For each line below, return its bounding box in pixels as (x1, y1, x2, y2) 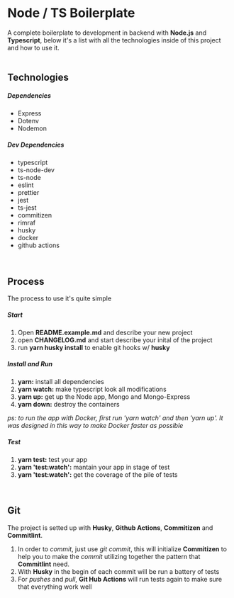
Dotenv (17, 117, 39, 125)
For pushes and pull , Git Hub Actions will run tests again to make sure (17, 575, 223, 583)
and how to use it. (7, 43, 60, 52)
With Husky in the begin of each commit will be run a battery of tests (17, 567, 220, 575)
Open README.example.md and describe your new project (17, 328, 193, 337)
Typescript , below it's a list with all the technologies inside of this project (7, 35, 221, 44)
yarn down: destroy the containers (17, 400, 120, 409)
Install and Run (7, 359, 53, 368)
